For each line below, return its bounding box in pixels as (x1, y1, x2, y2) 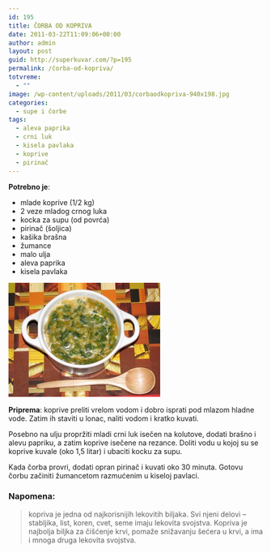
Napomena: (8, 491, 56, 502)
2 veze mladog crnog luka (19, 206, 108, 216)
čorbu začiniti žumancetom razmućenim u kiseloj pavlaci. (8, 470, 200, 480)
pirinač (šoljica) (19, 223, 72, 233)
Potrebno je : (8, 182, 50, 191)
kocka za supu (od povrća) (19, 215, 110, 225)
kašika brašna (19, 232, 67, 242)
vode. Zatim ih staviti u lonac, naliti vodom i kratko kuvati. (8, 414, 200, 423)
